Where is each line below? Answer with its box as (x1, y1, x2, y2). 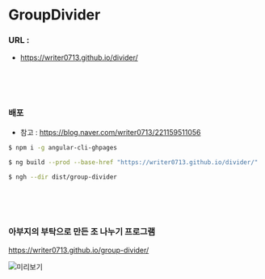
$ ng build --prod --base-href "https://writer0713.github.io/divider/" (8, 158, 259, 167)
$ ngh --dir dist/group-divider (8, 172, 117, 181)
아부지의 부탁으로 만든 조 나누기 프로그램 (8, 226, 156, 238)
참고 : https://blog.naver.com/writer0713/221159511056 (19, 127, 201, 137)
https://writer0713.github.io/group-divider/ (8, 245, 149, 255)
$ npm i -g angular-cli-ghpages (8, 143, 117, 151)
